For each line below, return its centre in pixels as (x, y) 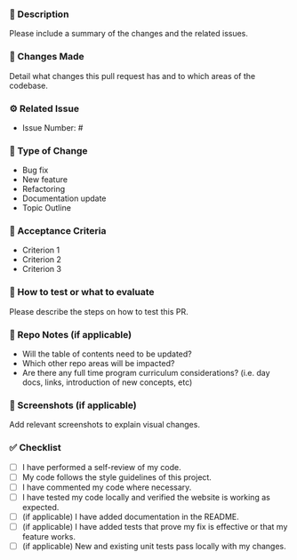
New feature (45, 180)
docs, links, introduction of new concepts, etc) (107, 382)
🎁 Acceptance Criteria (58, 231)
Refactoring (44, 189)
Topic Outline (46, 208)
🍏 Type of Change (48, 150)
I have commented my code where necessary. (107, 487)
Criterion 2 (42, 260)
